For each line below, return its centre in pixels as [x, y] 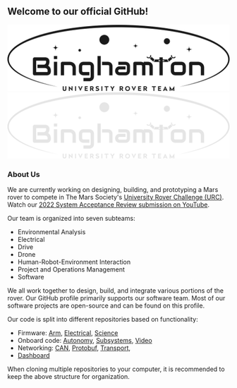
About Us [24, 174]
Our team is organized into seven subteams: [71, 219]
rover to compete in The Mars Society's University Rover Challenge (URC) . [116, 198]
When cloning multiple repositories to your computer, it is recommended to [116, 369]
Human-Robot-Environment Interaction [74, 262]
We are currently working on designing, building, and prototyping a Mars [113, 190]
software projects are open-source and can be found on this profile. [106, 305]
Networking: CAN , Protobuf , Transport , [74, 348]
